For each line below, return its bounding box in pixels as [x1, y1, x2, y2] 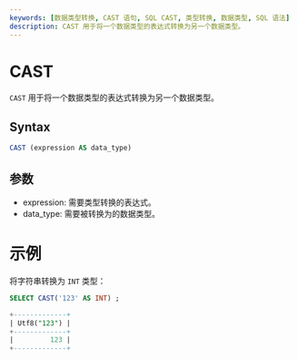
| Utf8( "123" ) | [9, 318, 71, 328]
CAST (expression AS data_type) [9, 143, 132, 153]
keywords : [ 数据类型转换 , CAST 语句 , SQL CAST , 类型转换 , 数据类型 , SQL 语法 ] [9, 13, 291, 23]
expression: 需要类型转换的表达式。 [22, 197, 156, 208]
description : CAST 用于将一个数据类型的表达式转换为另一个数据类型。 [9, 22, 245, 31]
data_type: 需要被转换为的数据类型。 [22, 208, 161, 219]
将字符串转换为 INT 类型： [9, 275, 106, 286]
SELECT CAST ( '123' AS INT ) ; [9, 293, 120, 303]
